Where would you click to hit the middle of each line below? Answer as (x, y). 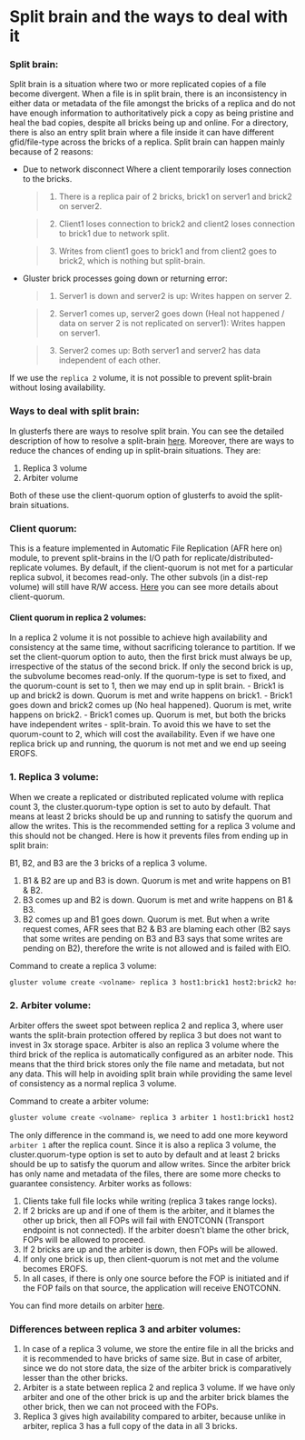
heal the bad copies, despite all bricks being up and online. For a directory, (149, 123)
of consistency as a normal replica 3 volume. (93, 1083)
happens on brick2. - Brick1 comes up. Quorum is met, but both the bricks (148, 715)
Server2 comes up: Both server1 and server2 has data (160, 351)
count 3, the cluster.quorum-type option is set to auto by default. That (140, 806)
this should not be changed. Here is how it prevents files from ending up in (149, 835)
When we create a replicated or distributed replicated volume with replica (147, 796)
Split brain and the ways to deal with (149, 17)
